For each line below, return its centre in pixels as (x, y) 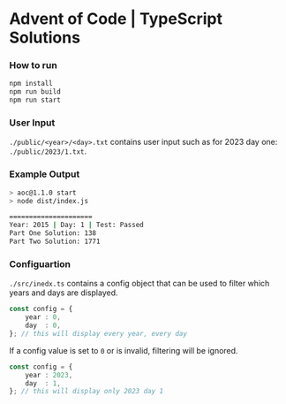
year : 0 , (43, 317)
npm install (31, 84)
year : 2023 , (49, 375)
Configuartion (40, 263)
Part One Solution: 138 (53, 233)
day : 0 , (43, 325)
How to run (33, 65)
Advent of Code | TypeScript (116, 19)
